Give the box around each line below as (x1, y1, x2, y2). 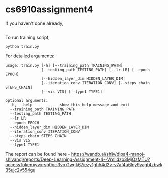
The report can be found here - (5, 151, 70, 157)
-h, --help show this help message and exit (10, 102, 130, 107)
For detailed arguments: (5, 53, 55, 59)
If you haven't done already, (5, 20, 64, 26)
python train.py (5, 44, 39, 49)
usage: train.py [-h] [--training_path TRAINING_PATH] (5, 63, 123, 68)
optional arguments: (5, 98, 49, 103)
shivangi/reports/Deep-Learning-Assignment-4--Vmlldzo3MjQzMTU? (5, 156, 150, 162)
